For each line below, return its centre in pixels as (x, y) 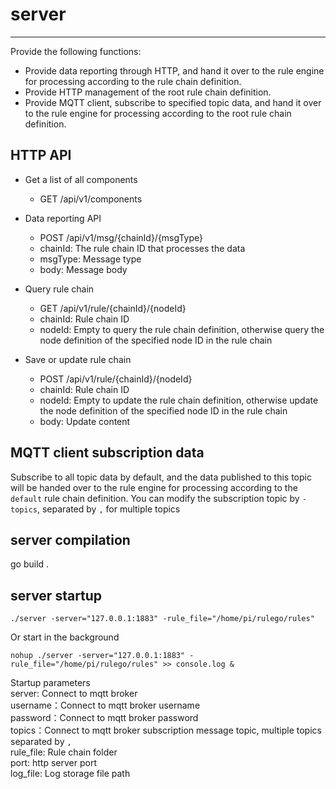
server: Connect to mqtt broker (74, 694)
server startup (56, 595)
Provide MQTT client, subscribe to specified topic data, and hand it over (173, 102)
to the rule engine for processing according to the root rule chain (158, 113)
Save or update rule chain (78, 359)
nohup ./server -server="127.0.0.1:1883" (98, 656)
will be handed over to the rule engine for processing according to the (154, 487)
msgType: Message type (90, 259)
